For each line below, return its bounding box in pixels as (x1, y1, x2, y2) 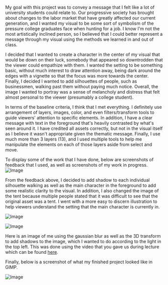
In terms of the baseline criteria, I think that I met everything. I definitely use (5, 104, 162, 110)
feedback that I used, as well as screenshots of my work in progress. (5, 162, 148, 168)
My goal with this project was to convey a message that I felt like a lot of (5, 5, 155, 10)
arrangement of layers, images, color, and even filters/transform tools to (5, 109, 154, 115)
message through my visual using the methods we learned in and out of (5, 36, 154, 42)
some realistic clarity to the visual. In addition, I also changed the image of (5, 188, 159, 193)
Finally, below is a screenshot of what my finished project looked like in (5, 259, 152, 265)
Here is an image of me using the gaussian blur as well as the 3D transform (5, 233, 161, 239)
